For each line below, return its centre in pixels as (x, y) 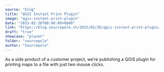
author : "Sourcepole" (27, 45)
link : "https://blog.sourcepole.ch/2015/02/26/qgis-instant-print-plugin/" (84, 28)
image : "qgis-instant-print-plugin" (42, 18)
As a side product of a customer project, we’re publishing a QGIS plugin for (81, 59)
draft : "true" (20, 32)
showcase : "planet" (25, 37)
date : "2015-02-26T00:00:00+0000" (40, 23)
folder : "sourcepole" (27, 41)
